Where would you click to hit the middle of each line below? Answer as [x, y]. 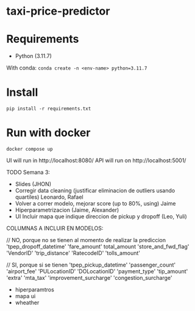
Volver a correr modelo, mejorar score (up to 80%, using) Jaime [95, 203]
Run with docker [48, 133]
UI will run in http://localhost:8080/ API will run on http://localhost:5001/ [96, 160]
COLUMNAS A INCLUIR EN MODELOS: [55, 228]
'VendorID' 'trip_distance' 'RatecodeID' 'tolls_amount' [73, 253]
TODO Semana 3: [28, 172]
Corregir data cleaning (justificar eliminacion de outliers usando [95, 191]
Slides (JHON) [33, 184]
